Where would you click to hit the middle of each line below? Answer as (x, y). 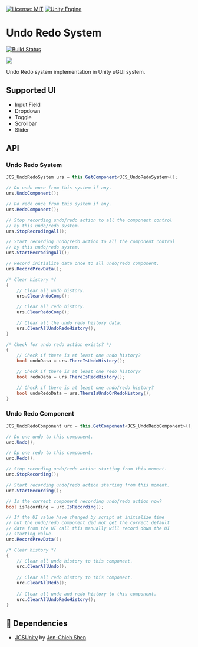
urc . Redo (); (21, 458)
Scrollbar (26, 123)
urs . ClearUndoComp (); (43, 296)
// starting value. (30, 534)
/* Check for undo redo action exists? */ (59, 344)
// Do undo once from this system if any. (59, 188)
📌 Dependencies (37, 623)
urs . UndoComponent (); (33, 194)
